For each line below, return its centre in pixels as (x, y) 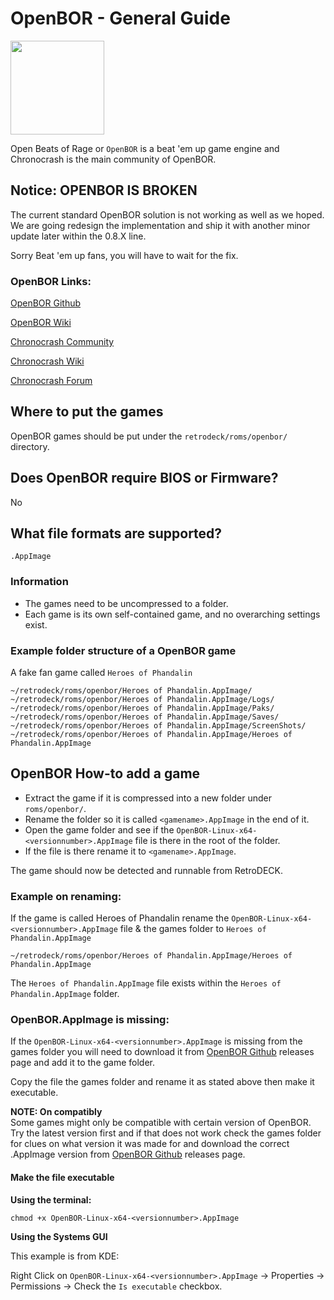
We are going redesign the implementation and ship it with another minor (160, 225)
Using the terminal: (51, 1199)
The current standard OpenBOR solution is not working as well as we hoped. (167, 214)
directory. (30, 446)
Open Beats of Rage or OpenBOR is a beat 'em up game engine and (145, 148)
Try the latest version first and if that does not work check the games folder (166, 1133)
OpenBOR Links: (51, 281)
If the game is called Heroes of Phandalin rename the (120, 918)
